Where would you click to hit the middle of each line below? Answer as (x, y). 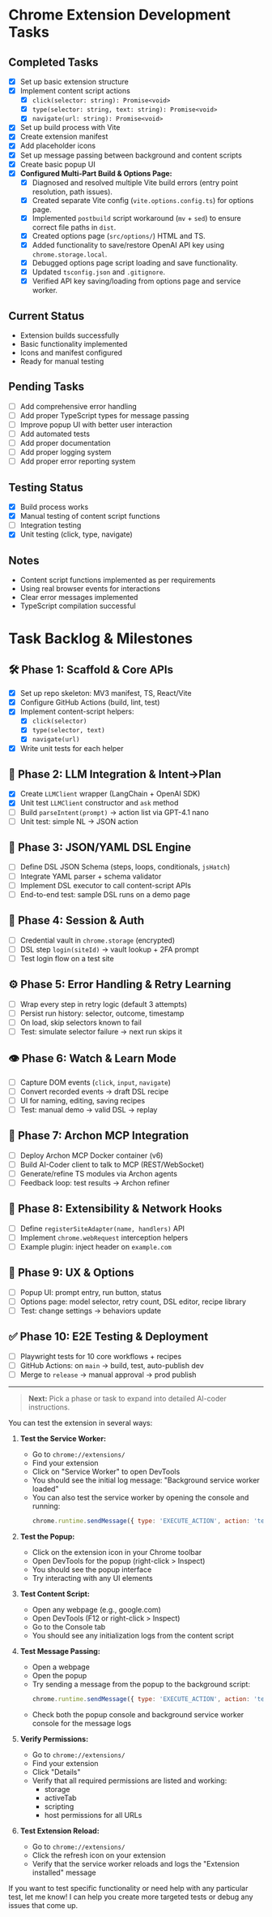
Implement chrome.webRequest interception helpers (104, 1237)
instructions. (49, 1407)
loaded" (45, 1488)
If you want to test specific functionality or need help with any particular (128, 1888)
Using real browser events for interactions (90, 589)
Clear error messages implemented (79, 598)
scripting (59, 1806)
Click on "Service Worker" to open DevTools (106, 1471)
